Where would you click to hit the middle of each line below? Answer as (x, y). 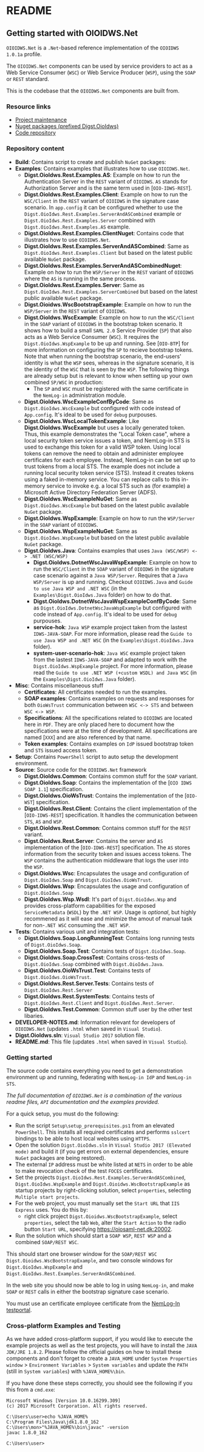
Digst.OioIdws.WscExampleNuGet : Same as (81, 499)
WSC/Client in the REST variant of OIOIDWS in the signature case (101, 201)
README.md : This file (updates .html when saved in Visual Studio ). (101, 1041)
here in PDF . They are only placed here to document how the (99, 724)
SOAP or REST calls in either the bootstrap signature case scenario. (88, 1291)
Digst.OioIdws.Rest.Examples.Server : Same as (84, 285)
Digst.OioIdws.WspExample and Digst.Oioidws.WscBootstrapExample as (102, 1184)
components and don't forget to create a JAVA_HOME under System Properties (102, 1358)
